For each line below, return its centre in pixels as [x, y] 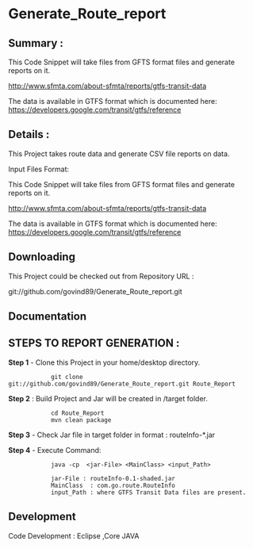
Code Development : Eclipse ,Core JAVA [74, 535]
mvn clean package [81, 420]
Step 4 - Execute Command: [55, 450]
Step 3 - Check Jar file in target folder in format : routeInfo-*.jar [112, 435]
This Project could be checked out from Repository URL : [101, 276]
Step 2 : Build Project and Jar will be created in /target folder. [108, 398]
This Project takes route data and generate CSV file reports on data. [119, 153]
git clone [67, 377]
